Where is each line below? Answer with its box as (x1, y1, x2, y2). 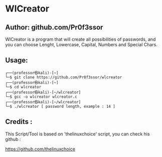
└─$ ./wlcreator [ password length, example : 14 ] (5, 104, 115, 109)
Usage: (5, 56, 29, 65)
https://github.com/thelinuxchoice (5, 146, 75, 152)
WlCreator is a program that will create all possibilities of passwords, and (5, 36, 156, 42)
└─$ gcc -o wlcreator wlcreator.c (5, 94, 78, 99)
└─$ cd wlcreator (5, 84, 42, 89)
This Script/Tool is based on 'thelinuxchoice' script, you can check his (5, 131, 150, 137)
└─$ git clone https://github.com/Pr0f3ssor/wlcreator (5, 75, 122, 80)
